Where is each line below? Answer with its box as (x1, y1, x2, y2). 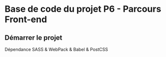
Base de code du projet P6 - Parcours (4, 3, 162, 15)
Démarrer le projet (4, 33, 63, 42)
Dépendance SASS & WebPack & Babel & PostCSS (4, 47, 108, 52)
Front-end (4, 14, 47, 25)
